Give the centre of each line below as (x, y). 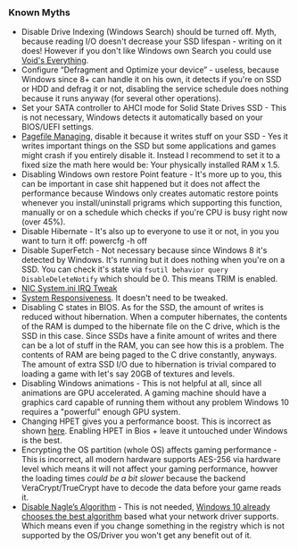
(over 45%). (43, 222)
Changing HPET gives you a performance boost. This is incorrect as (146, 421)
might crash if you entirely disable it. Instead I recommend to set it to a (151, 156)
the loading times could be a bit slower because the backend (133, 478)
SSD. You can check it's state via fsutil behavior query (124, 269)
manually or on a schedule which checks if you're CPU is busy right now (154, 213)
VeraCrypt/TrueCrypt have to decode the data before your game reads (151, 488)
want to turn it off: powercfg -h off (84, 241)
